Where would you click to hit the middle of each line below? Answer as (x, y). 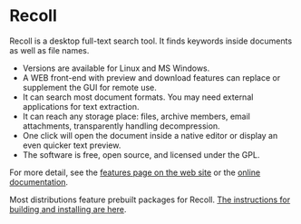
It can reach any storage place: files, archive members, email (136, 116)
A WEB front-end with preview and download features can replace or (151, 77)
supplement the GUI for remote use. (89, 87)
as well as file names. (49, 50)
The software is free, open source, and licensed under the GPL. (141, 154)
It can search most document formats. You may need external (138, 97)
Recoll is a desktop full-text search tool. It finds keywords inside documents (151, 41)
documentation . (39, 181)
